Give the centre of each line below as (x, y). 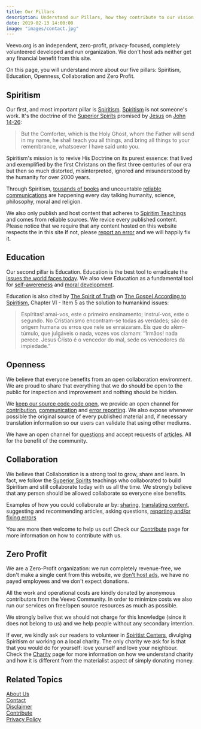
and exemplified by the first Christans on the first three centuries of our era (99, 165)
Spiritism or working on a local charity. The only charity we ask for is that (96, 642)
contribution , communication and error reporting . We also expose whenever (100, 410)
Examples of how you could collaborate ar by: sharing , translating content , (98, 504)
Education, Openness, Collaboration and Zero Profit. (71, 76)
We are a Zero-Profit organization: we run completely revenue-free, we (94, 568)
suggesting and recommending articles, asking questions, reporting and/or (98, 511)
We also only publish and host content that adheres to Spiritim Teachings (96, 213)
